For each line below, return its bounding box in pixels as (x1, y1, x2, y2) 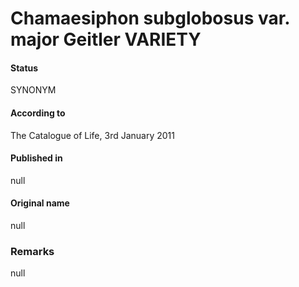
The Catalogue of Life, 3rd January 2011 (10, 129, 175, 141)
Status (10, 62, 39, 74)
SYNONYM (10, 84, 57, 96)
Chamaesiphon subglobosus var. (10, 7, 290, 30)
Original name (10, 197, 70, 209)
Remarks (10, 244, 55, 258)
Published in (10, 152, 63, 164)
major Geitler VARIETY (10, 28, 202, 51)
